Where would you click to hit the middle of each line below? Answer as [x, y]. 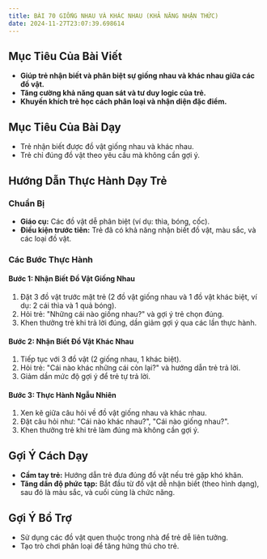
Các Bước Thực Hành [51, 259]
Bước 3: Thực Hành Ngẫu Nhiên [62, 395]
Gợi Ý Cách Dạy [49, 456]
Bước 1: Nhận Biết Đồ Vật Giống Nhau [72, 279]
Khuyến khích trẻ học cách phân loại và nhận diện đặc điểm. [123, 101]
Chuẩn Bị [27, 203]
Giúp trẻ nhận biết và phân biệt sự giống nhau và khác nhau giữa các [137, 76]
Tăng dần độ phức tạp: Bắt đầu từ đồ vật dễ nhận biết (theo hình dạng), [140, 484]
